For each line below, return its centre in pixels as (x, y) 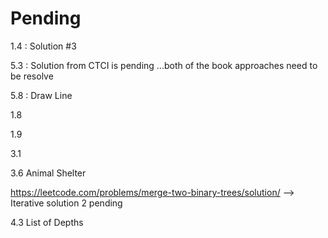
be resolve (32, 76)
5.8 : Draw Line (41, 95)
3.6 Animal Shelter (48, 173)
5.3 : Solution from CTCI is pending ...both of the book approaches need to (164, 65)
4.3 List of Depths (47, 222)
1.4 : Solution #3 (43, 46)
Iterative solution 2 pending (66, 203)
